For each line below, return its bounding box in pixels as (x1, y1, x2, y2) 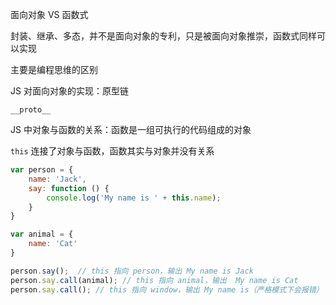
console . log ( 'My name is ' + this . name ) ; (46, 193, 222, 203)
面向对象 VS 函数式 (10, 9, 89, 20)
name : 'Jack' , (28, 174, 87, 184)
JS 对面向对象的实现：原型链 (10, 85, 129, 97)
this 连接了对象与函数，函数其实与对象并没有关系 (10, 145, 215, 157)
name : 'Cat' (28, 239, 78, 249)
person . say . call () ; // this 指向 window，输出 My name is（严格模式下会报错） (10, 284, 324, 295)
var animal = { (10, 229, 74, 240)
